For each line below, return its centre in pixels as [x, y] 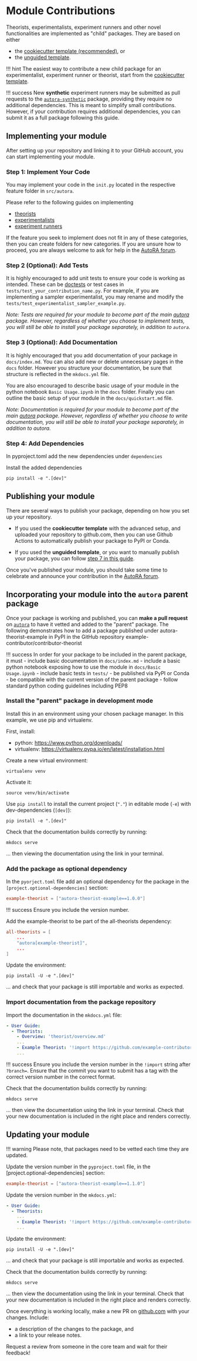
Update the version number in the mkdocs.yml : [61, 1195]
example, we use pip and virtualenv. [50, 720]
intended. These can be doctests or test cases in [65, 284]
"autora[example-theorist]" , [52, 943]
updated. [17, 1155]
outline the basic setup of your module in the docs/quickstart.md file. [90, 398]
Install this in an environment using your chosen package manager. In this [95, 713]
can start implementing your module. [50, 157]
